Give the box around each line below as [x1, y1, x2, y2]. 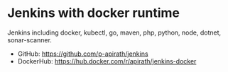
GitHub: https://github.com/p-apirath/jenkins [17, 49, 148, 58]
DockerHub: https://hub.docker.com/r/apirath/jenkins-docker [17, 56, 197, 65]
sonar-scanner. [7, 35, 52, 44]
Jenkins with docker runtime [7, 5, 180, 21]
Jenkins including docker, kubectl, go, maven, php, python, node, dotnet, [7, 28, 222, 37]
